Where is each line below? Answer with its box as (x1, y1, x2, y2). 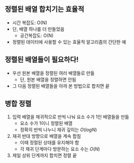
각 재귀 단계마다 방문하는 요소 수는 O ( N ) (20, 146, 100, 152)
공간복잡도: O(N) (20, 32, 54, 39)
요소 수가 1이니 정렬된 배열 (20, 120, 73, 126)
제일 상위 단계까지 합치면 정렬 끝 (12, 152, 77, 158)
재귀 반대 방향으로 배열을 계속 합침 (12, 133, 81, 139)
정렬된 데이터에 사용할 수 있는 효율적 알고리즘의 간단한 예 (12, 39, 126, 45)
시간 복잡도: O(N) (12, 20, 47, 26)
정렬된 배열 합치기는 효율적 (5, 5, 84, 14)
